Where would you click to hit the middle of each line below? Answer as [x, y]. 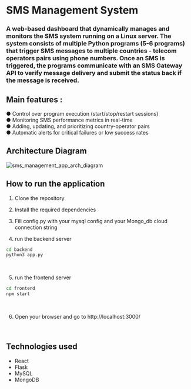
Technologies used [42, 347]
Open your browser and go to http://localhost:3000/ [78, 317]
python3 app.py [25, 255]
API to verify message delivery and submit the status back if [94, 73]
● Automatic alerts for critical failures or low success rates [77, 132]
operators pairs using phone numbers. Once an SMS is [86, 58]
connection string [36, 227]
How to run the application [56, 184]
